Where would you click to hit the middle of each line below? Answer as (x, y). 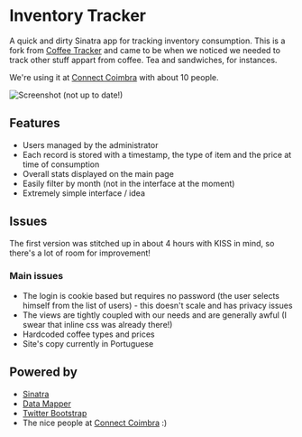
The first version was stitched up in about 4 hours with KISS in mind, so (142, 243)
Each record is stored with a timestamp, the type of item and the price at (157, 154)
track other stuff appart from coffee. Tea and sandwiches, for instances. (143, 60)
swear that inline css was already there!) (97, 324)
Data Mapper (47, 404)
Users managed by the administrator (90, 144)
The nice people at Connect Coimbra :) (95, 423)
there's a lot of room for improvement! (80, 253)
